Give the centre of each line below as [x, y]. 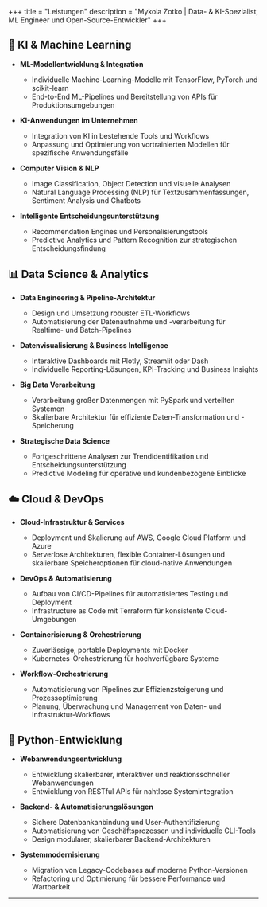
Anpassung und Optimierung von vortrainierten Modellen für [130, 144]
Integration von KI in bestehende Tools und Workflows [120, 135]
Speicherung [52, 425]
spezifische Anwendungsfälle [80, 152]
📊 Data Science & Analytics [79, 274]
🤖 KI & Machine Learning [70, 45]
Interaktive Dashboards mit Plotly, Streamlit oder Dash [120, 361]
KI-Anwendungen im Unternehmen [79, 120]
